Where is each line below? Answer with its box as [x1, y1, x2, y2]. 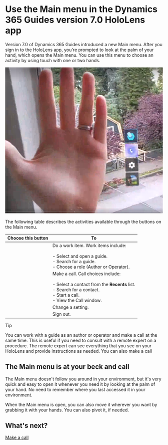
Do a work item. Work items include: [52, 242, 126, 249]
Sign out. [52, 311, 71, 317]
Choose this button [7, 235, 48, 241]
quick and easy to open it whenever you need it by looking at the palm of [5, 381, 155, 387]
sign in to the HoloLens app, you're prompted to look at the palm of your [5, 47, 154, 53]
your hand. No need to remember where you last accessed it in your [5, 386, 145, 392]
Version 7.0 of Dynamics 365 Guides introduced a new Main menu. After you [5, 41, 162, 47]
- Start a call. [52, 292, 80, 298]
